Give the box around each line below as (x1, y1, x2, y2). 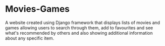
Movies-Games (5, 3, 70, 15)
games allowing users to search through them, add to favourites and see (5, 24, 153, 30)
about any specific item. (5, 35, 55, 41)
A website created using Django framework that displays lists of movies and (5, 20, 160, 25)
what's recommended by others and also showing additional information (5, 30, 153, 36)
